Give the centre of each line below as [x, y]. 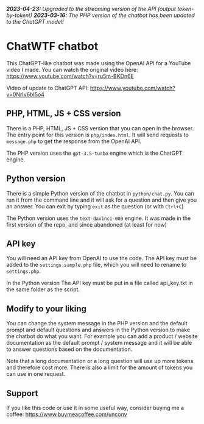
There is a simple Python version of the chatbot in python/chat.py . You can [100, 193]
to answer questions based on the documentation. [69, 349]
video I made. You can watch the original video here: [72, 69]
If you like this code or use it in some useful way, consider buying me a [95, 408]
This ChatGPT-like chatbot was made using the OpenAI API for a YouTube [99, 63]
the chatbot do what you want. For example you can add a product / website [102, 336]
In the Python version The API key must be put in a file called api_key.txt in [100, 283]
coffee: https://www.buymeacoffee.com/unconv [67, 414]
